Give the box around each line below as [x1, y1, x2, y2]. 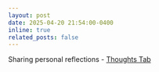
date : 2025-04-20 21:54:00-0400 [8, 19, 114, 27]
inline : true [8, 26, 51, 34]
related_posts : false [8, 33, 79, 41]
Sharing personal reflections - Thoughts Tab [8, 55, 151, 64]
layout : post [8, 11, 51, 20]
